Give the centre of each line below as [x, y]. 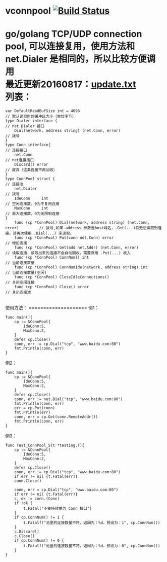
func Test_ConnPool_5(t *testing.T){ [45, 446]
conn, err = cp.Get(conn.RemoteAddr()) [56, 417]
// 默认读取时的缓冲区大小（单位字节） [41, 117]
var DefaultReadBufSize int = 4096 [43, 111]
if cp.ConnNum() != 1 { [39, 517]
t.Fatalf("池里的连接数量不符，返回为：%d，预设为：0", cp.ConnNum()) [92, 546]
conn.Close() [28, 481]
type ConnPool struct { [30, 179]
